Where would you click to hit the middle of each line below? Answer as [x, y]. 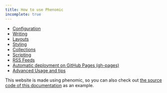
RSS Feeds [23, 60]
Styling [20, 44]
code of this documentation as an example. [50, 85]
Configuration [26, 28]
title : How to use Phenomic [34, 10]
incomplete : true [23, 14]
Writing [20, 34]
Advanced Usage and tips [39, 70]
